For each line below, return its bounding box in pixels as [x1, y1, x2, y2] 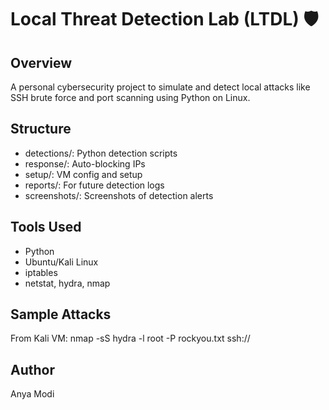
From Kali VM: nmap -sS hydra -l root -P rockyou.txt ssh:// [10, 332, 251, 345]
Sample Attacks [10, 306, 112, 323]
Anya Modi [10, 388, 55, 400]
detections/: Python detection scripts [24, 147, 178, 159]
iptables [24, 266, 58, 278]
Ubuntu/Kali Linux [24, 256, 99, 268]
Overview [10, 54, 73, 71]
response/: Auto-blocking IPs [24, 157, 146, 170]
